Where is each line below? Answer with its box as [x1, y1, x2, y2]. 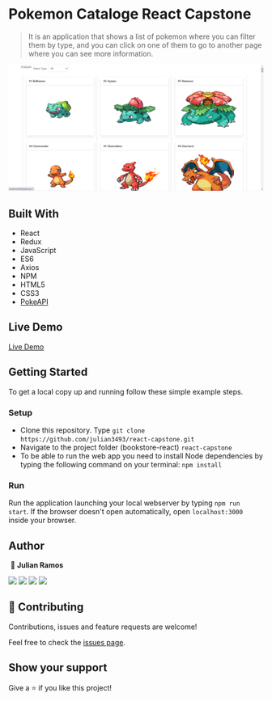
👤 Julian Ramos [10, 560, 64, 570]
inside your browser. [8, 515, 77, 526]
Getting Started [8, 365, 88, 379]
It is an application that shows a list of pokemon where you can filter [28, 32, 257, 41]
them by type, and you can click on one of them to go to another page [28, 40, 262, 49]
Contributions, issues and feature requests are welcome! [8, 622, 198, 631]
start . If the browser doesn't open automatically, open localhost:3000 [8, 507, 244, 517]
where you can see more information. [28, 49, 154, 58]
